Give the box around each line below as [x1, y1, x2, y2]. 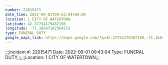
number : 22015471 [5, 7, 41, 12]
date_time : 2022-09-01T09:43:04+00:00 [5, 12, 86, 17]
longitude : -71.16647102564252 [5, 26, 70, 31]
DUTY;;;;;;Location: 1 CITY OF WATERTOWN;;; [5, 54, 100, 60]
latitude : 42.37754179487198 [5, 21, 66, 26]
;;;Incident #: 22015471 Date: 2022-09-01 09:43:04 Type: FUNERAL [5, 48, 144, 55]
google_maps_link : [5, 35, 43, 40]
